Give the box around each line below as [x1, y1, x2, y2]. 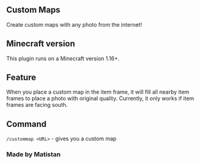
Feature [6, 72, 36, 83]
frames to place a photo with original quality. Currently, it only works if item [6, 95, 195, 102]
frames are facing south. [6, 101, 68, 109]
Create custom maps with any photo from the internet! [6, 21, 142, 28]
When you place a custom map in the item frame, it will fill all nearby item [6, 88, 190, 96]
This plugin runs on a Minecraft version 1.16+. [6, 55, 120, 62]
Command [6, 118, 47, 129]
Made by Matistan [6, 150, 61, 159]
